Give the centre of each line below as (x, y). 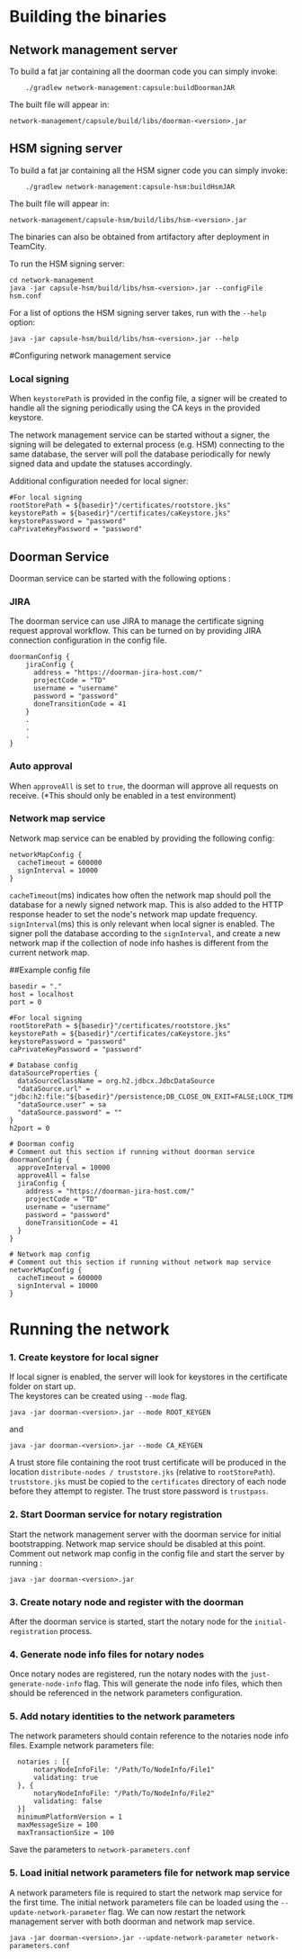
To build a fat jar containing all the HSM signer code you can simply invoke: (148, 170)
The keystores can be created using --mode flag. (98, 1396)
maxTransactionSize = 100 (66, 1833)
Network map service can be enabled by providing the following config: (142, 838)
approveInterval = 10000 (64, 1168)
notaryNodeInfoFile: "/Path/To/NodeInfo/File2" (124, 1793)
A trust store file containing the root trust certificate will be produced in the (148, 1462)
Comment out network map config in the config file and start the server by (147, 1553)
